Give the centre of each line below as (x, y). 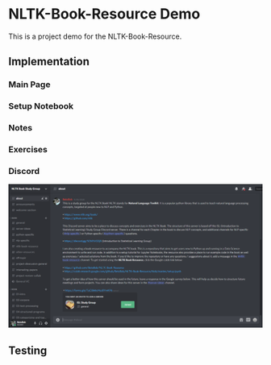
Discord (24, 171)
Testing (28, 350)
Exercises (28, 150)
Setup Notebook (41, 106)
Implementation (49, 62)
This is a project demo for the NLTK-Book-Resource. (95, 36)
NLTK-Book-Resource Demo (104, 14)
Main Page (29, 85)
